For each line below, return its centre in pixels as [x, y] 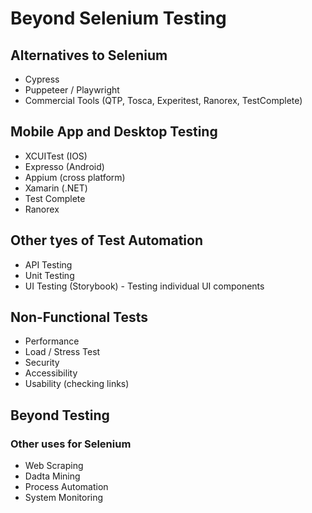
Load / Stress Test [62, 352]
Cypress [42, 79]
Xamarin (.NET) [56, 188]
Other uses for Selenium [71, 444]
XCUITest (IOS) [56, 156]
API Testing [48, 264]
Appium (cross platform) [75, 177]
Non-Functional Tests [79, 317]
